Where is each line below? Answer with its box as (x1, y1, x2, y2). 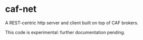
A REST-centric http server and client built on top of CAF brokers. (5, 20, 139, 26)
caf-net (5, 3, 37, 15)
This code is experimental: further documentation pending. (5, 29, 125, 35)
